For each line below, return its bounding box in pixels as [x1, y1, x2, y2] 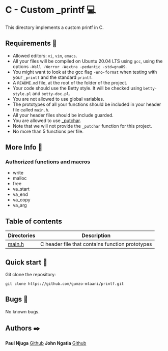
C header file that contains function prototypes [40, 241, 152, 248]
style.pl [12, 91, 32, 97]
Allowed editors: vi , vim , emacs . [12, 52, 77, 58]
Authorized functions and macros [5, 158, 91, 165]
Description [81, 232, 111, 239]
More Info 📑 [5, 143, 43, 152]
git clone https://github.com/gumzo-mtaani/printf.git [5, 281, 124, 286]
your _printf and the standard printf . [12, 74, 93, 80]
